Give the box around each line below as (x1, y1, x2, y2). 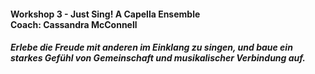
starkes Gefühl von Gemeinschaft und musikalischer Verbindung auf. (10, 52, 306, 64)
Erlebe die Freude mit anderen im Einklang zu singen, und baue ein (10, 41, 293, 54)
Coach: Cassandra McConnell (10, 18, 138, 30)
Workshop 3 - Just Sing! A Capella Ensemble (10, 8, 201, 20)
